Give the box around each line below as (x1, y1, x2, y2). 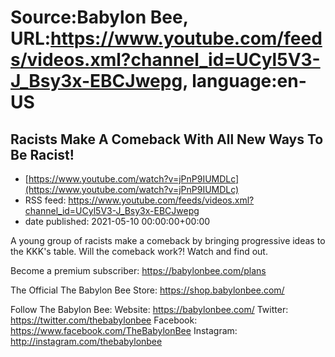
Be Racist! (10, 146, 75, 163)
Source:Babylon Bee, (10, 6, 189, 29)
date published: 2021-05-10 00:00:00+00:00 (24, 216, 211, 227)
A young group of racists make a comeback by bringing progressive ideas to (10, 235, 326, 246)
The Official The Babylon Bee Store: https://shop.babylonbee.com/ (10, 284, 285, 296)
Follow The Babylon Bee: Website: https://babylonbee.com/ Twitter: (10, 304, 289, 315)
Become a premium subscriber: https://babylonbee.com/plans (10, 265, 267, 276)
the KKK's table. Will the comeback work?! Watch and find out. (10, 246, 268, 257)
